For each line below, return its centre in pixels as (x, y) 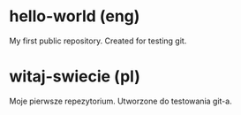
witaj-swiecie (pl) (75, 77)
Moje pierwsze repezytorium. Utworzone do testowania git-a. (120, 101)
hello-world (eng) (75, 16)
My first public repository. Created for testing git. (98, 41)
